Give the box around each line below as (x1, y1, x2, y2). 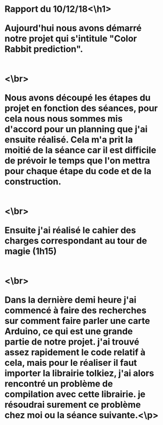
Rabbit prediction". (4, 43, 83, 55)
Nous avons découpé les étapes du (4, 92, 151, 104)
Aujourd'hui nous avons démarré (4, 23, 142, 34)
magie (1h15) (4, 246, 57, 257)
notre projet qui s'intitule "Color (4, 33, 137, 44)
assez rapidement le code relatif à (4, 347, 146, 358)
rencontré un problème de (4, 378, 113, 390)
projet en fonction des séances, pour (4, 103, 158, 114)
